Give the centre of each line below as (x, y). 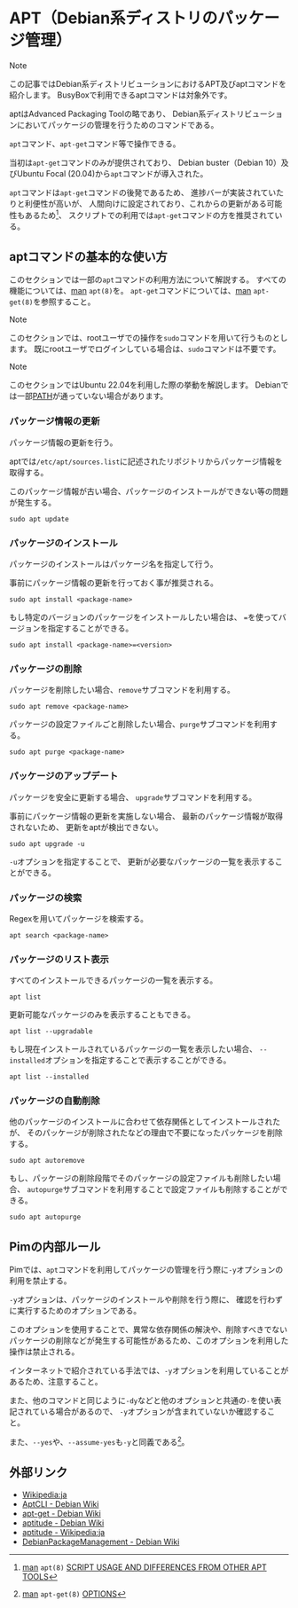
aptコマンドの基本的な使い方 (89, 257)
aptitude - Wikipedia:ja (63, 1532)
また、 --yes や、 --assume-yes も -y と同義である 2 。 (99, 1441)
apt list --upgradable (51, 1031)
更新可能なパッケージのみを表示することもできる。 (102, 1015)
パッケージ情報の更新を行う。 (63, 442)
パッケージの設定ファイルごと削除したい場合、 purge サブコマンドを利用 (140, 725)
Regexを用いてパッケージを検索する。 (79, 918)
